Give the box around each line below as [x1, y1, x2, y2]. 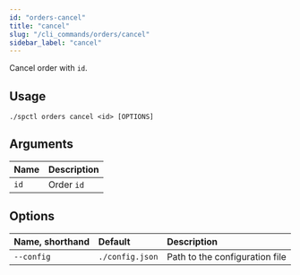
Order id [47, 178, 85, 191]
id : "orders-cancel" [9, 13, 87, 22]
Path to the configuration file [167, 250, 287, 262]
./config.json [98, 252, 159, 262]
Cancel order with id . [9, 63, 88, 73]
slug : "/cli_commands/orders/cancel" [9, 30, 150, 39]
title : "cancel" [9, 21, 70, 30]
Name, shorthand [13, 235, 90, 247]
